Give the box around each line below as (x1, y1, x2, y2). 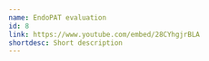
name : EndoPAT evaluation (8, 13, 106, 22)
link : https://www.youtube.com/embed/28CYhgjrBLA (8, 30, 201, 39)
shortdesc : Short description (8, 38, 124, 48)
